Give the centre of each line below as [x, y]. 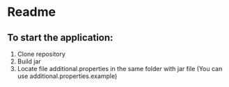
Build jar [29, 61]
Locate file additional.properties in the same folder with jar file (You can [120, 69]
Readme [32, 12]
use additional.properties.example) [67, 76]
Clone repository [41, 54]
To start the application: [60, 38]
